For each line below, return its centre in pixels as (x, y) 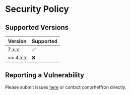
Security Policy (37, 9)
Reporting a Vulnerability (45, 75)
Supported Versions (37, 27)
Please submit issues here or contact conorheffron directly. (66, 87)
